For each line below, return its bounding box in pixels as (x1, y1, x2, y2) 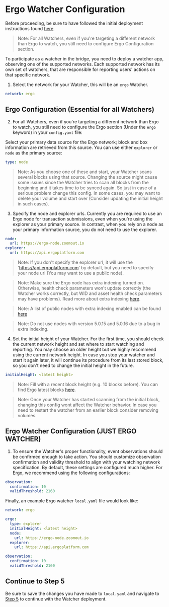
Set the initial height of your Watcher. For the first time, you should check (12, 336, 164, 342)
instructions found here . (5, 25, 55, 31)
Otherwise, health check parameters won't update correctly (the (17, 285, 151, 291)
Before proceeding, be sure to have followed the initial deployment (5, 20, 143, 26)
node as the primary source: (5, 149, 62, 156)
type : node (5, 160, 28, 165)
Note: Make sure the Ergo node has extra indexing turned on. (17, 280, 144, 285)
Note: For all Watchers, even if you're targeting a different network (17, 35, 155, 41)
